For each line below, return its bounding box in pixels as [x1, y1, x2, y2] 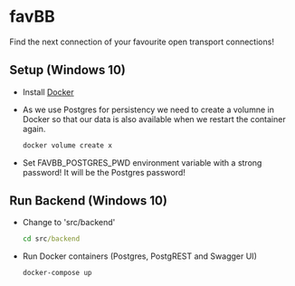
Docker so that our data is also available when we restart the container [22, 113, 287, 124]
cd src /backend [22, 234, 81, 243]
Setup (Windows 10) [9, 62, 127, 78]
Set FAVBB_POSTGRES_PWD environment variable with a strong [22, 157, 262, 168]
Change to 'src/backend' [22, 217, 116, 228]
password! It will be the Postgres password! [22, 167, 186, 177]
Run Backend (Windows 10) [9, 193, 167, 209]
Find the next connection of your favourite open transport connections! [9, 36, 274, 47]
